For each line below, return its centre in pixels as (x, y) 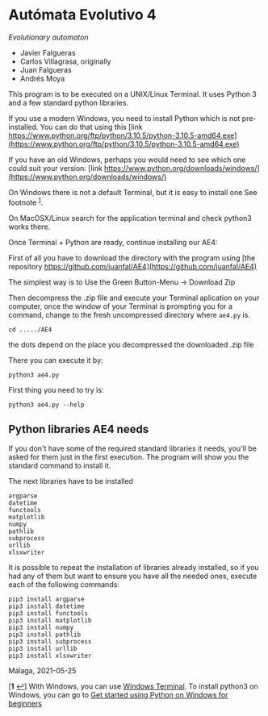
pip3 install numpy (41, 628)
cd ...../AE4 (30, 329)
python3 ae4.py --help (46, 405)
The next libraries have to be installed (71, 481)
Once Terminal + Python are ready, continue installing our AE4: (113, 242)
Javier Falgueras (48, 52)
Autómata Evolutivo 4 (82, 15)
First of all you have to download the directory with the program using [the (132, 258)
